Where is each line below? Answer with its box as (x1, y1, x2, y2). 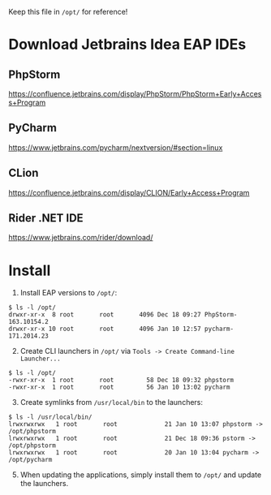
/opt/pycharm (8, 456, 53, 464)
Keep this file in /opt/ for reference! (8, 7, 128, 16)
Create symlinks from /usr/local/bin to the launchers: (19, 398, 204, 407)
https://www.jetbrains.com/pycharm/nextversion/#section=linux (8, 142, 223, 153)
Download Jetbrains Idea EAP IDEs (8, 36, 247, 54)
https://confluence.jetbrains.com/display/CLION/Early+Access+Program (8, 187, 250, 197)
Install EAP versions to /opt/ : (19, 288, 118, 298)
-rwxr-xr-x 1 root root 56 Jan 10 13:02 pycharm (8, 383, 230, 392)
